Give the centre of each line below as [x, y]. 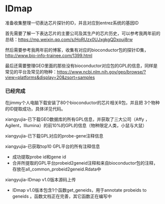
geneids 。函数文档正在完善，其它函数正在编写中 [62, 196]
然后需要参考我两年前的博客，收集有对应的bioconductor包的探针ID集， [77, 50]
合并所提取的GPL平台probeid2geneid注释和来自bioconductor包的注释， [85, 163]
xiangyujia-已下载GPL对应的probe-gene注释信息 [54, 136]
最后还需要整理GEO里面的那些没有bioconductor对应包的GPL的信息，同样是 [81, 66]
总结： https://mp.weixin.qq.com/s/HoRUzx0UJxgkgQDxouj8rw [69, 39]
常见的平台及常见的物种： [31, 71]
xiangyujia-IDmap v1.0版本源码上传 [41, 180]
